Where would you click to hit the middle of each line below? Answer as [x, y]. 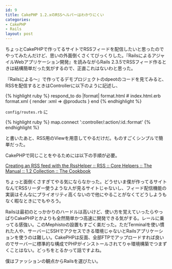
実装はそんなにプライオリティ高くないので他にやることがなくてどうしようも [86, 194]
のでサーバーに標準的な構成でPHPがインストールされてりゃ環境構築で [80, 244]
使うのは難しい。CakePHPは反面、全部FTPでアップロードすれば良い [91, 237]
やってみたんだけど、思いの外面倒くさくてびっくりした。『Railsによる [79, 55]
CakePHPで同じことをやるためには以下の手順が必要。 [62, 155]
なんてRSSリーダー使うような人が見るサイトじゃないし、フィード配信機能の [86, 188]
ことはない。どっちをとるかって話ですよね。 [57, 250]
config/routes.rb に [27, 112]
